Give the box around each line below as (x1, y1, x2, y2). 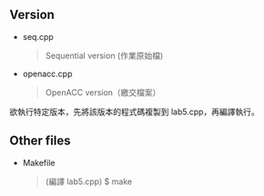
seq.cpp (22, 31, 55, 42)
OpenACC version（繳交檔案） (45, 86, 161, 98)
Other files (9, 133, 71, 149)
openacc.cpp (22, 68, 73, 79)
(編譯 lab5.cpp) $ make (45, 176, 133, 187)
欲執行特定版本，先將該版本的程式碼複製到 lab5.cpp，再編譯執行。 (9, 106, 259, 117)
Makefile (22, 157, 56, 168)
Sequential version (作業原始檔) (45, 50, 164, 61)
